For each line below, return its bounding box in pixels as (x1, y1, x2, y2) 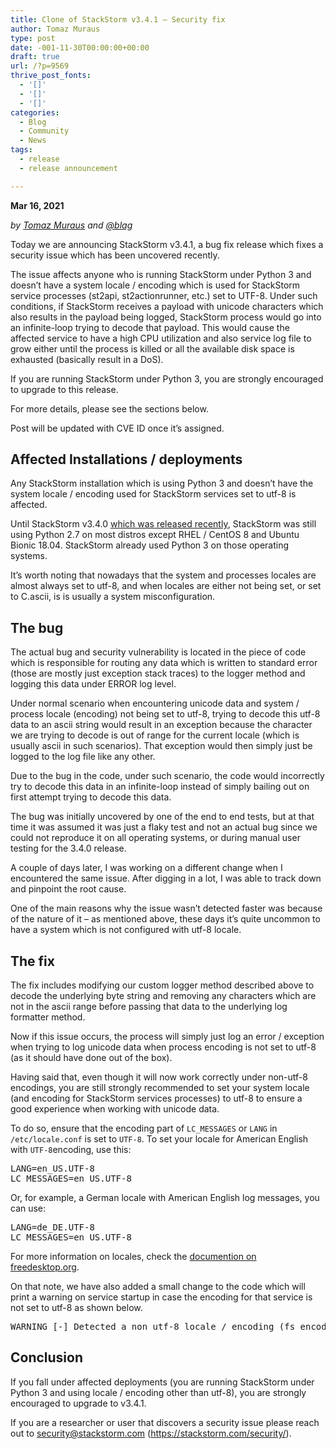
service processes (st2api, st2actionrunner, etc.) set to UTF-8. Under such (10, 289, 318, 301)
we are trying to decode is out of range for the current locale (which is (10, 729, 300, 741)
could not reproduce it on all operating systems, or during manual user (10, 832, 301, 844)
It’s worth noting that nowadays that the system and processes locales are (10, 569, 317, 581)
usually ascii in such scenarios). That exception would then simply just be (10, 740, 313, 752)
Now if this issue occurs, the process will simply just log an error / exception (10, 1031, 325, 1043)
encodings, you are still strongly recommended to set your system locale (10, 1082, 310, 1094)
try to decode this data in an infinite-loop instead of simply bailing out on (10, 781, 310, 793)
